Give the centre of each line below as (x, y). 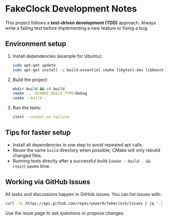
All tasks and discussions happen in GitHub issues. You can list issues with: (83, 194)
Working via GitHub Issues (48, 182)
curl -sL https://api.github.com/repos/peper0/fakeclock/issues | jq (80, 203)
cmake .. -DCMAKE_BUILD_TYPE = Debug (50, 94)
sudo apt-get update (34, 65)
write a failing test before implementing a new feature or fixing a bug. (77, 28)
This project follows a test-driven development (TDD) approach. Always (81, 23)
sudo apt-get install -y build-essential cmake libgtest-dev (78, 70)
